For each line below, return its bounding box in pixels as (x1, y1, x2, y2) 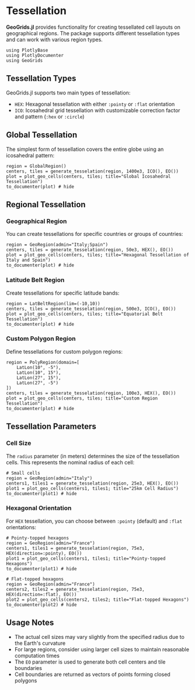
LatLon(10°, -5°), (16, 364, 61, 370)
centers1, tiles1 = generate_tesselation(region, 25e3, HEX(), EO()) (6, 480, 179, 486)
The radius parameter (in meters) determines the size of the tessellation (6, 452, 180, 459)
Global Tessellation (6, 130, 78, 140)
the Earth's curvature (14, 640, 66, 647)
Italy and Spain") (6, 257, 51, 263)
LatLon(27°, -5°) (16, 380, 59, 385)
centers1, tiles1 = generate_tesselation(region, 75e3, (6, 545, 145, 551)
